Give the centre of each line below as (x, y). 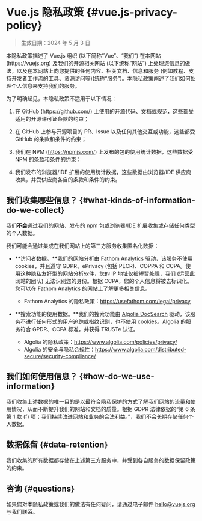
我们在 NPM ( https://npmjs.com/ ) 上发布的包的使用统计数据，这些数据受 (104, 151)
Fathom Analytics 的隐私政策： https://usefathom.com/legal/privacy (107, 301)
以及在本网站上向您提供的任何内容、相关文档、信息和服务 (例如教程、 (103, 70)
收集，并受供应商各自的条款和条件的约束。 (68, 179)
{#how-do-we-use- (117, 376)
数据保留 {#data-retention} (57, 444)
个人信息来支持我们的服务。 (45, 85)
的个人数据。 (22, 233)
